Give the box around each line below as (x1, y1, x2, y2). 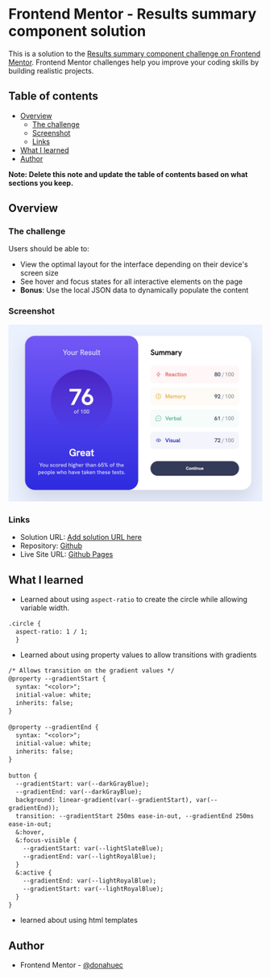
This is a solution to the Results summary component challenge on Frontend (8, 48, 261, 58)
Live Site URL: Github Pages (19, 550, 114, 559)
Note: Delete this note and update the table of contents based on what (8, 169, 248, 179)
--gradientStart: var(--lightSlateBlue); (23, 845, 164, 853)
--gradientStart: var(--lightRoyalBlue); (23, 885, 164, 893)
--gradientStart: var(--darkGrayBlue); (15, 780, 150, 788)
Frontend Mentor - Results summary (8, 5, 257, 23)
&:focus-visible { (15, 837, 78, 845)
